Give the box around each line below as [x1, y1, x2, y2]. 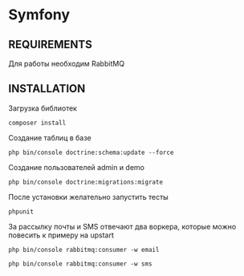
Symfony [8, 6, 71, 24]
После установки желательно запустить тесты [8, 192, 169, 201]
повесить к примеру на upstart [8, 230, 114, 240]
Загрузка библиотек [8, 103, 78, 113]
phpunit [8, 207, 35, 216]
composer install [8, 119, 67, 127]
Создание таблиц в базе [8, 132, 92, 142]
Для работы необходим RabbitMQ [8, 59, 125, 68]
